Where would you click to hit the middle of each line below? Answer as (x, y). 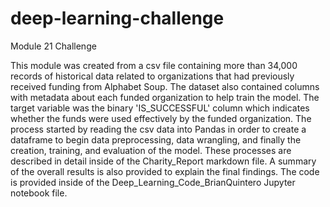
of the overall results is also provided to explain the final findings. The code (165, 171)
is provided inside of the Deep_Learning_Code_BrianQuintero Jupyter (153, 182)
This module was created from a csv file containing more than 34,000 (154, 65)
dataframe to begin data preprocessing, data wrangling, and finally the (156, 139)
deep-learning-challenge (117, 18)
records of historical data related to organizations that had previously (152, 76)
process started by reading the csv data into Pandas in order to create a (158, 129)
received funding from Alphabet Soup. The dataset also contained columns (165, 86)
